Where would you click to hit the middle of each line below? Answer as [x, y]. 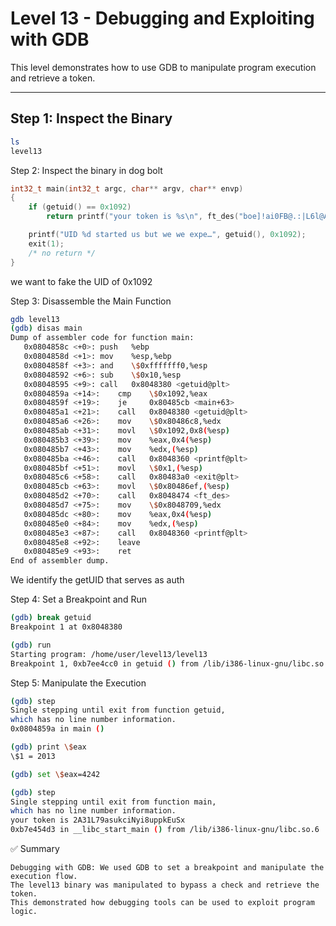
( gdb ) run [31, 645]
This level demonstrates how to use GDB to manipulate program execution [163, 67]
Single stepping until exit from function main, [113, 802]
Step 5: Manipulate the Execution [78, 683]
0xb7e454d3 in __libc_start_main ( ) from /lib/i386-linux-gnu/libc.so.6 [165, 830]
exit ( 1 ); [46, 243]
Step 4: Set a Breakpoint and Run [78, 599]
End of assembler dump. [60, 561]
